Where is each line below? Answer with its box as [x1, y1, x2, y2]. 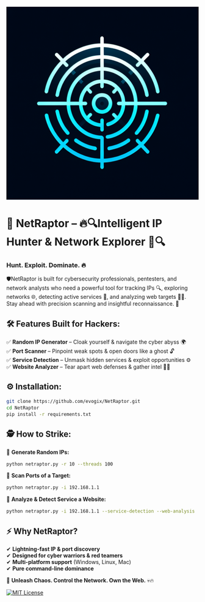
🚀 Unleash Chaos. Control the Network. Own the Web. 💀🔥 [6, 576, 154, 584]
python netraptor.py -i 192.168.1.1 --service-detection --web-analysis [6, 508, 195, 514]
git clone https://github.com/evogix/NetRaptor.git [6, 399, 140, 405]
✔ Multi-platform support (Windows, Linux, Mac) [6, 558, 131, 565]
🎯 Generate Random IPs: [6, 448, 70, 456]
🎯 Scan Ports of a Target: [6, 472, 71, 480]
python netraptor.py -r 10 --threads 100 [6, 461, 113, 467]
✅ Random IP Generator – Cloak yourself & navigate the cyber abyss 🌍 [6, 338, 187, 346]
